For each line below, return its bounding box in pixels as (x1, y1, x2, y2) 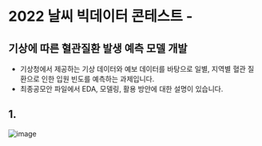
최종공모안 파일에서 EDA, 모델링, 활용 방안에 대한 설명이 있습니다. (19, 85, 224, 93)
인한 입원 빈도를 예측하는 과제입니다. (41, 74, 155, 84)
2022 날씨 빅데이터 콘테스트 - (8, 7, 193, 26)
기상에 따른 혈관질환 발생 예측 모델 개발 (8, 41, 188, 55)
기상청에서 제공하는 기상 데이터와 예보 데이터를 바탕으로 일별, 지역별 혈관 (19, 65, 246, 73)
